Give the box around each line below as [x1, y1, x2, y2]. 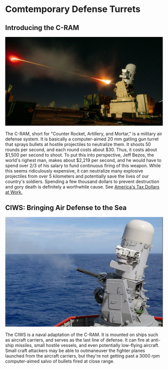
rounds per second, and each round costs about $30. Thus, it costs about [5, 146, 157, 152]
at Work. [5, 189, 23, 195]
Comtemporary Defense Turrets [5, 3, 141, 15]
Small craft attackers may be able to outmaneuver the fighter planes [5, 347, 145, 353]
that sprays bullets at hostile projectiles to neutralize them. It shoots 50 [5, 141, 151, 147]
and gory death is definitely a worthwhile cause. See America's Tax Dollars [5, 183, 160, 189]
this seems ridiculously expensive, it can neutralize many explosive [5, 167, 143, 173]
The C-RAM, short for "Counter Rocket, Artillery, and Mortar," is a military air [5, 130, 162, 136]
